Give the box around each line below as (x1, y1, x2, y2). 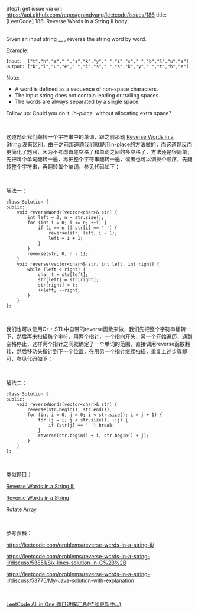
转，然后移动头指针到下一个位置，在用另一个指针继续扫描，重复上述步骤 (6, 348, 182, 355)
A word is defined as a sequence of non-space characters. (14, 85, 158, 93)
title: (155, 11, 167, 18)
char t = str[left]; (37, 272, 89, 278)
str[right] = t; (37, 282, 78, 288)
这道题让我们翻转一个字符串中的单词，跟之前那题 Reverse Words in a (6, 134, 174, 140)
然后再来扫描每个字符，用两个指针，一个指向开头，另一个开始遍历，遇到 (16, 333, 193, 340)
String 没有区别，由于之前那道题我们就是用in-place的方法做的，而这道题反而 (6, 141, 193, 148)
